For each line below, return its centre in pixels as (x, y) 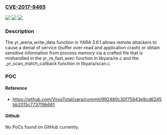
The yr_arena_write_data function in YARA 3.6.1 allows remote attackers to (81, 42)
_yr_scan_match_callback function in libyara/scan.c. (58, 63)
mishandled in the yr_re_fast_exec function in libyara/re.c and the (72, 58)
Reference (16, 88)
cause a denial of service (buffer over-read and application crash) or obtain (83, 47)
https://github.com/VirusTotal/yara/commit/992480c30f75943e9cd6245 (87, 99)
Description (20, 31)
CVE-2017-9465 (25, 7)
